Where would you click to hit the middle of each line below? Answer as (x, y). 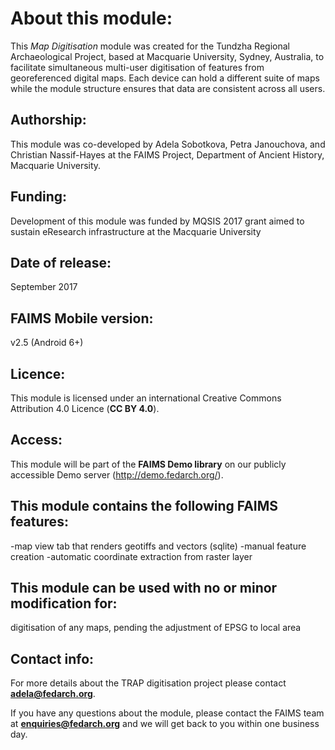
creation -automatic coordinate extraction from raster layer (131, 556)
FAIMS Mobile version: (82, 318)
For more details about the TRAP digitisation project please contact (148, 683)
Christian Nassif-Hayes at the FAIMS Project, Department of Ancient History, (167, 154)
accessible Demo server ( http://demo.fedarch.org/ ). (117, 474)
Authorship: (48, 120)
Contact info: (52, 658)
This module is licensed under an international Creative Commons (146, 398)
